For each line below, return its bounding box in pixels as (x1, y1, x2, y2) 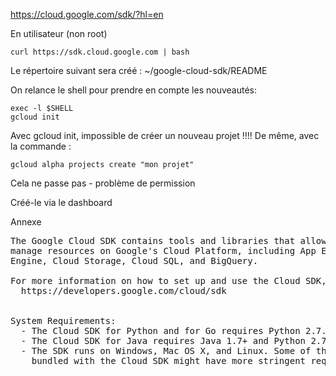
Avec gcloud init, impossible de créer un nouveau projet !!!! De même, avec (10, 130, 320, 141)
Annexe (10, 216, 42, 228)
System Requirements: (10, 315, 117, 326)
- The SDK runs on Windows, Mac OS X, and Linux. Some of (20, 345, 312, 356)
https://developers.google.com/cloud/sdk (20, 285, 227, 296)
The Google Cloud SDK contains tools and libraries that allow (10, 235, 327, 246)
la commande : (10, 140, 72, 152)
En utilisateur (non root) (10, 28, 108, 39)
